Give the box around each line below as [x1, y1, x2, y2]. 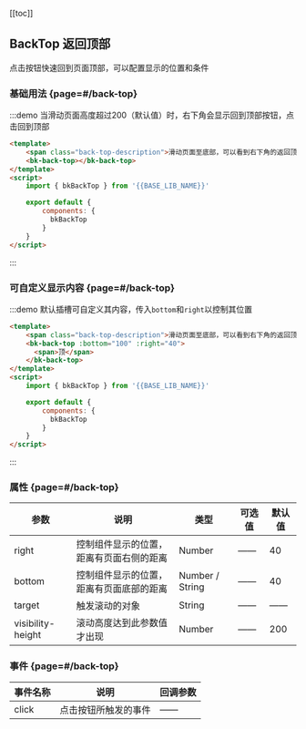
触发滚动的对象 [76, 600, 141, 612]
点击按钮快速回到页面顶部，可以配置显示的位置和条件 [9, 62, 209, 73]
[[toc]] [9, 8, 34, 18]
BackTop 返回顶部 [9, 36, 111, 52]
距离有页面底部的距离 [76, 582, 168, 595]
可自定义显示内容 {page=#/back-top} [9, 282, 176, 294]
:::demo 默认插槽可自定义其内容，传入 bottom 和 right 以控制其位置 [9, 303, 253, 314]
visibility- [14, 617, 56, 630]
